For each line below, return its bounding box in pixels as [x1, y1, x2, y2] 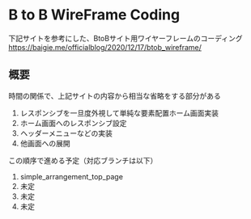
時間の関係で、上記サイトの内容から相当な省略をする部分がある [8, 91, 221, 100]
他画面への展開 [19, 138, 70, 148]
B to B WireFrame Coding [8, 6, 181, 24]
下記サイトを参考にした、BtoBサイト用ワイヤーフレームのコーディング [8, 33, 243, 43]
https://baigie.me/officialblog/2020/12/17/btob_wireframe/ [8, 42, 202, 52]
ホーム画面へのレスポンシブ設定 [19, 118, 127, 128]
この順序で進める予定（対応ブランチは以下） [8, 155, 158, 165]
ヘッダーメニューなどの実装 [19, 128, 113, 138]
